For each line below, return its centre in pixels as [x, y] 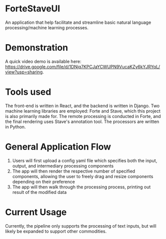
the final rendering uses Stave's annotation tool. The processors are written [82, 121]
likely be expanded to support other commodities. [56, 231]
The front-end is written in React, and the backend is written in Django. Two [83, 106]
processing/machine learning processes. [47, 27]
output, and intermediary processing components [63, 166]
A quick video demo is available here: [43, 61]
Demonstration [37, 48]
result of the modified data [39, 192]
